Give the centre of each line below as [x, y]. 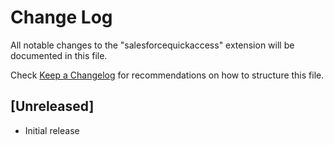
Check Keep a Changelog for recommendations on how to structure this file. [167, 75]
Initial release [52, 130]
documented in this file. [59, 55]
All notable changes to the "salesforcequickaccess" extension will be [152, 45]
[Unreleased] [52, 106]
